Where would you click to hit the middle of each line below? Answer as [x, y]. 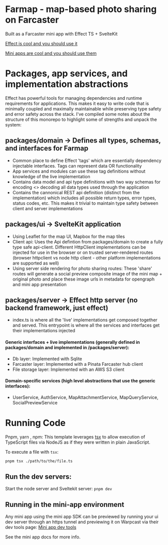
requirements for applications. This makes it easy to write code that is [77, 103]
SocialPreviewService [35, 402]
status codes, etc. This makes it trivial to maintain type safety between [85, 203]
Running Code [36, 423]
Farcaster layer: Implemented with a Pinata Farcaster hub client [78, 364]
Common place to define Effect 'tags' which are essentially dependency [87, 160]
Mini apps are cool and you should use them [51, 53]
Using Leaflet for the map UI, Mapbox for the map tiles [69, 236]
